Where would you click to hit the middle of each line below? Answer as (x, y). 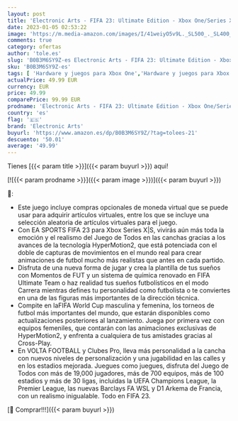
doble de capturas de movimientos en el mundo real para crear (109, 253)
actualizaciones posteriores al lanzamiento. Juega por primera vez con (121, 321)
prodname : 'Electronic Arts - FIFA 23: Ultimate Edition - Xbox (104, 106)
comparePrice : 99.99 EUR (44, 100)
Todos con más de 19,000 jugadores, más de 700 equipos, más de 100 (121, 373)
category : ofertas (34, 47)
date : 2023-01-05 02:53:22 (47, 27)
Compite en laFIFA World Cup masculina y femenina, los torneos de (116, 305)
